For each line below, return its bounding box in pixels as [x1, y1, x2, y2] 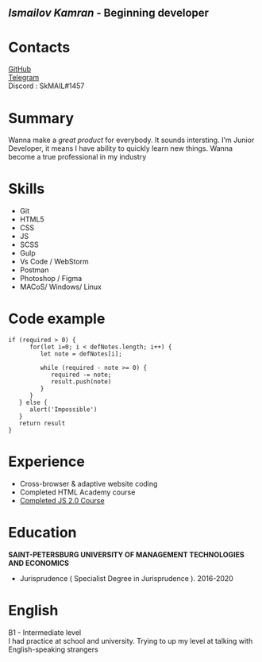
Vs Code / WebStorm [19, 257, 89, 267]
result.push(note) [50, 378, 112, 386]
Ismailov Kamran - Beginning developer [8, 6, 209, 20]
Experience [8, 452, 85, 471]
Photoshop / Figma [19, 274, 83, 283]
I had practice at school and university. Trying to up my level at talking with [8, 636, 253, 645]
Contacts [8, 38, 71, 56]
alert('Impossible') [29, 406, 98, 414]
